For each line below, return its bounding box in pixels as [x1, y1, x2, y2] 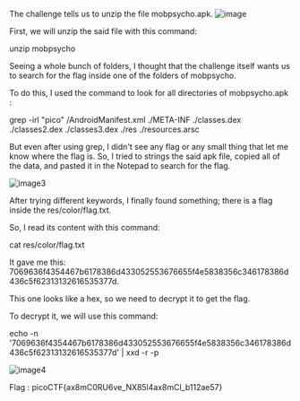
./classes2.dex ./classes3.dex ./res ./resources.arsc [9, 124, 200, 135]
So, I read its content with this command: [9, 222, 160, 232]
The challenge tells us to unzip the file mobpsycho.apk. [9, 9, 213, 19]
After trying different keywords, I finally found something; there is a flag [9, 196, 273, 205]
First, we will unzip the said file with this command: [9, 26, 197, 36]
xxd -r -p [125, 347, 159, 358]
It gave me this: [9, 257, 66, 267]
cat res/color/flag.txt [9, 240, 85, 250]
